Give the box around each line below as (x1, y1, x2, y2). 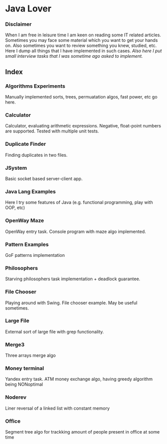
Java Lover (5, 3, 52, 14)
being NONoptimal (5, 381, 43, 387)
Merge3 (5, 341, 25, 348)
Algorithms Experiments (5, 83, 66, 90)
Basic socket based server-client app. (5, 176, 83, 182)
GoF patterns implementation (5, 252, 65, 258)
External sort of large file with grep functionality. (5, 329, 104, 334)
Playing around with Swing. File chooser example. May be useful (5, 300, 138, 306)
